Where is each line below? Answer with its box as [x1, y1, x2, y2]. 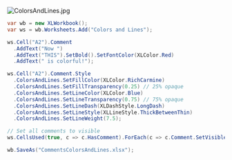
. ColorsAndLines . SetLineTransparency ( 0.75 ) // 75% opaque [13, 96, 184, 103]
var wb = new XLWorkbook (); [7, 20, 88, 27]
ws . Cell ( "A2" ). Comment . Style [7, 70, 91, 77]
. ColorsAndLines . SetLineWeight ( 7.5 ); [13, 115, 122, 122]
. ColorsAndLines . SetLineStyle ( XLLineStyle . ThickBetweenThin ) [13, 109, 193, 116]
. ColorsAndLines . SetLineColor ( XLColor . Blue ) [13, 90, 144, 97]
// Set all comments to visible [7, 128, 100, 134]
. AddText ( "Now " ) [13, 45, 64, 52]
